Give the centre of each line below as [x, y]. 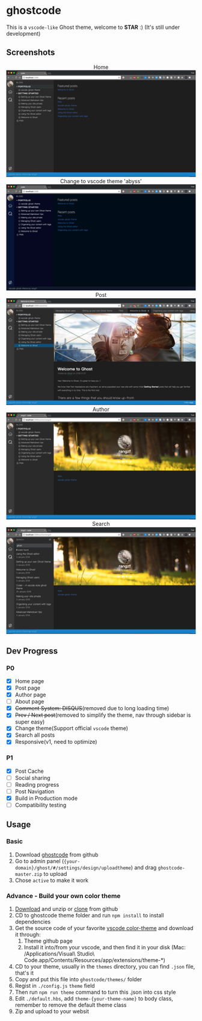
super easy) [30, 722]
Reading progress [37, 784]
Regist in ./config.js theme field [55, 986]
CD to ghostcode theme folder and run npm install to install [89, 916]
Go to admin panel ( [39, 861]
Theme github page [48, 941]
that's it [24, 973]
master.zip [29, 874]
